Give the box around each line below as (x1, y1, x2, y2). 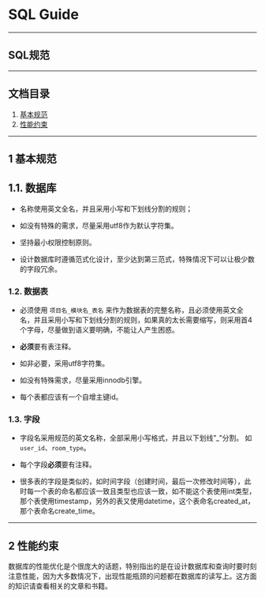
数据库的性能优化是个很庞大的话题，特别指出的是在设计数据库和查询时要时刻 (8, 562, 257, 571)
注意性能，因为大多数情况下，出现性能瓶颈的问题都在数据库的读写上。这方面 (8, 571, 257, 581)
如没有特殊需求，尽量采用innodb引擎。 (19, 375, 147, 385)
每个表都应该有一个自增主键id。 (19, 393, 123, 402)
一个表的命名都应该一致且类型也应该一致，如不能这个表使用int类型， (33, 487, 256, 496)
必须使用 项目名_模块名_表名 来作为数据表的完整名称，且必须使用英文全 (19, 306, 244, 315)
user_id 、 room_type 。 (19, 443, 91, 453)
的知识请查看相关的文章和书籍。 (8, 581, 112, 591)
